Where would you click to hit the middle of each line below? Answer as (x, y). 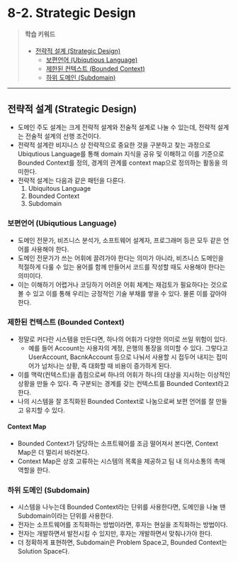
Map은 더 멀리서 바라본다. (53, 452)
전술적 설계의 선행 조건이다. (63, 136)
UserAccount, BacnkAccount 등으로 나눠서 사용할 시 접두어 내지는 (121, 357)
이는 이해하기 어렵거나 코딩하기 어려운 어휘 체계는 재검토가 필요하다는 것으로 (123, 285)
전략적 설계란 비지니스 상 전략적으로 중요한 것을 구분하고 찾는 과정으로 (114, 145)
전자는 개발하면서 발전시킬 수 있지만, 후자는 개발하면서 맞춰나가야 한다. (115, 534)
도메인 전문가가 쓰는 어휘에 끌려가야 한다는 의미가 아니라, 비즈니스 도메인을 (121, 258)
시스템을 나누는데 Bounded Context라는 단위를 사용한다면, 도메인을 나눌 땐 (121, 507)
